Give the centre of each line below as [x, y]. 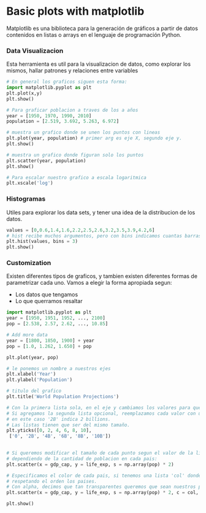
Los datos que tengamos [47, 295]
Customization [29, 263]
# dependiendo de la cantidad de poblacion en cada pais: [82, 458]
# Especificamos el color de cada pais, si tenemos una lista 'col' [96, 476]
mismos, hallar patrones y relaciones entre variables [72, 71]
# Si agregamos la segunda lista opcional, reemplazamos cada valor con [101, 413]
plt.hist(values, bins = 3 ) [42, 241]
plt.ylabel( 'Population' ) [39, 380]
